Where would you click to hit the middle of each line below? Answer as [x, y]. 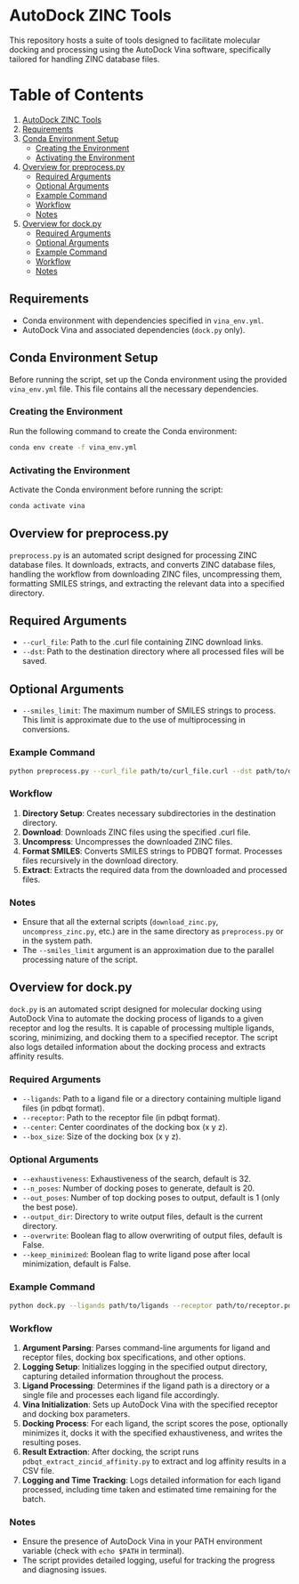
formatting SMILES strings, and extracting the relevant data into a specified [147, 583]
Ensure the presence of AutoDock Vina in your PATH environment [142, 1541]
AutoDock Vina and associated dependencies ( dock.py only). [133, 329]
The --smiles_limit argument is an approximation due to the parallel [148, 950]
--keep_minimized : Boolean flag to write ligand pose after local [136, 1255]
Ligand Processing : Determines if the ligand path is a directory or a [145, 1386]
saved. [34, 661]
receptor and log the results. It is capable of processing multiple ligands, [142, 1028]
